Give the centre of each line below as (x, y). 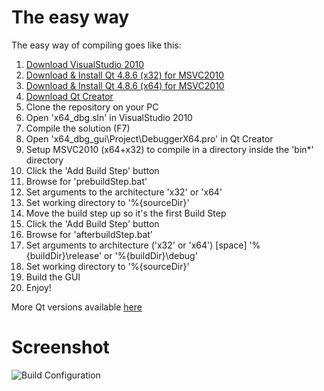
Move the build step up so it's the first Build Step (126, 213)
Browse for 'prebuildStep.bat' (86, 181)
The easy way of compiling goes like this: (96, 45)
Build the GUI (53, 277)
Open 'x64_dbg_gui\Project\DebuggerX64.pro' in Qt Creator (149, 138)
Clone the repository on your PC (92, 107)
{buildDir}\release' (64, 255)
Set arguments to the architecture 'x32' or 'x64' (124, 192)
